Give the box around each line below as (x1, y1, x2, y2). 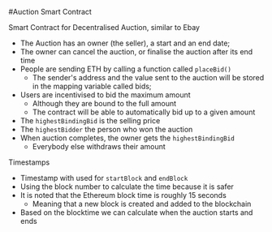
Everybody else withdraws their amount (32, 142, 166, 151)
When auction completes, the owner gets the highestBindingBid (19, 133, 235, 143)
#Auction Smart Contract (8, 7, 92, 16)
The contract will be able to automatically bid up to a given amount (32, 107, 256, 117)
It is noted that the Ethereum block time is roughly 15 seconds (19, 191, 227, 200)
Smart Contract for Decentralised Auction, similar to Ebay (8, 23, 201, 32)
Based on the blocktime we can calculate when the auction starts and (19, 208, 253, 217)
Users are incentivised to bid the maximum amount (19, 90, 191, 100)
